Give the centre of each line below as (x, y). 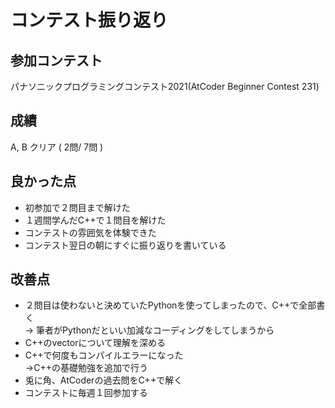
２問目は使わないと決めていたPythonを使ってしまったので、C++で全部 (170, 305)
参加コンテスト (56, 60)
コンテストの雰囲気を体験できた (90, 232)
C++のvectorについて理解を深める (95, 343)
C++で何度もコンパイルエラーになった (104, 355)
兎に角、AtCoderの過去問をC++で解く (103, 380)
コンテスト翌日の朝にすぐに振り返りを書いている (125, 245)
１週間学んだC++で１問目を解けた (95, 220)
